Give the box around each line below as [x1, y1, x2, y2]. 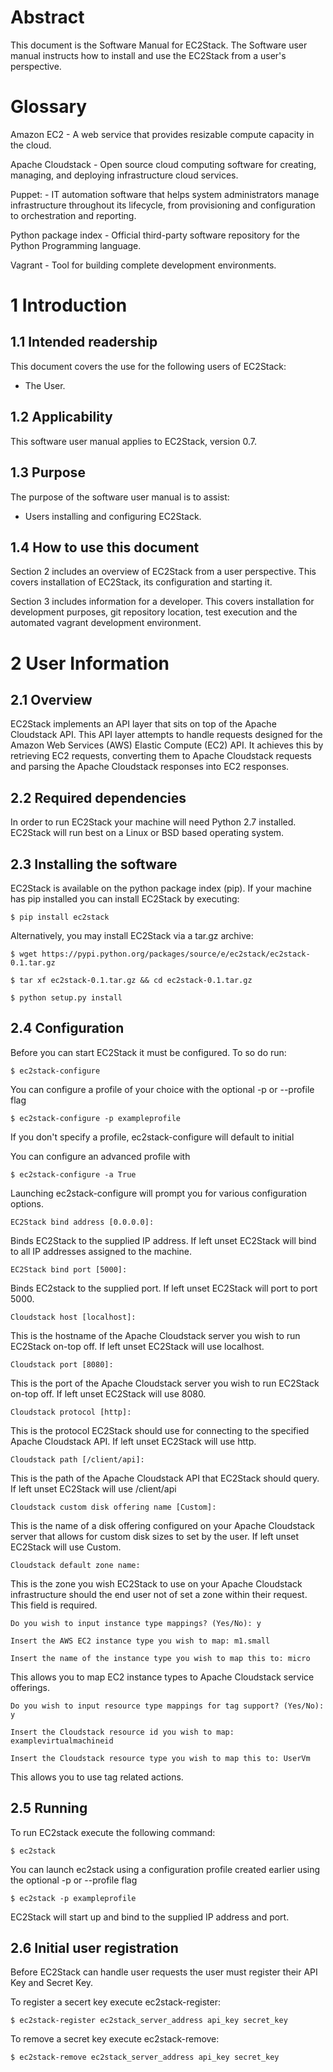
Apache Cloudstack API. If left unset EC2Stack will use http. [10, 1435, 257, 1447]
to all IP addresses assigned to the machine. [10, 1245, 193, 1257]
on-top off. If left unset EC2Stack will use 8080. [10, 1387, 207, 1400]
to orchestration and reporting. [10, 209, 137, 221]
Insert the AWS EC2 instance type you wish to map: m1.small [10, 1636, 271, 1646]
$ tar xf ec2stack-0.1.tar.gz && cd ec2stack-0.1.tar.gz [10, 975, 253, 985]
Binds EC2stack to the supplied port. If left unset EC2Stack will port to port [10, 1282, 318, 1294]
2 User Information [10, 652, 170, 675]
